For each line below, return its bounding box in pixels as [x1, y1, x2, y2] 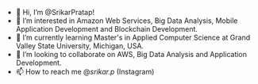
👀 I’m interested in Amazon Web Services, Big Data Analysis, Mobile [15, 16, 238, 25]
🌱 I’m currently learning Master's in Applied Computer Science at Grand [15, 32, 251, 42]
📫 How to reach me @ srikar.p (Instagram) [15, 67, 155, 76]
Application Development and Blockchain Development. [15, 25, 198, 33]
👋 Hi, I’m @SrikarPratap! [15, 8, 95, 17]
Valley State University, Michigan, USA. [15, 41, 144, 51]
